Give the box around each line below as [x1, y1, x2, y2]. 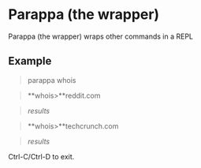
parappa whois [27, 75, 76, 84]
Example [8, 54, 52, 68]
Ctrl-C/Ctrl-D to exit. [8, 151, 75, 161]
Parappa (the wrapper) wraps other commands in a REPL [8, 32, 194, 41]
